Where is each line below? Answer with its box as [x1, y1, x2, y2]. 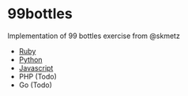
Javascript [18, 63, 54, 72]
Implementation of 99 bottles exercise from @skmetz [7, 31, 181, 40]
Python [18, 55, 43, 64]
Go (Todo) [18, 80, 53, 90]
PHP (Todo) [18, 71, 57, 81]
